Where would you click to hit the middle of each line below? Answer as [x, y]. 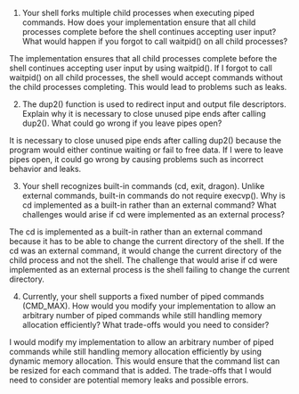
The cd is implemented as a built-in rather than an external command [136, 232]
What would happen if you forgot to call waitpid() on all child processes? [154, 41]
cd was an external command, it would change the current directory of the [145, 250]
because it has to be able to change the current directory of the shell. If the [147, 241]
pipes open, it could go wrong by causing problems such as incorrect [137, 159]
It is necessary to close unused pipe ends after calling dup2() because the [145, 140]
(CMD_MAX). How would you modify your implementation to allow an [149, 306]
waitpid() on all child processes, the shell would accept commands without [146, 78]
